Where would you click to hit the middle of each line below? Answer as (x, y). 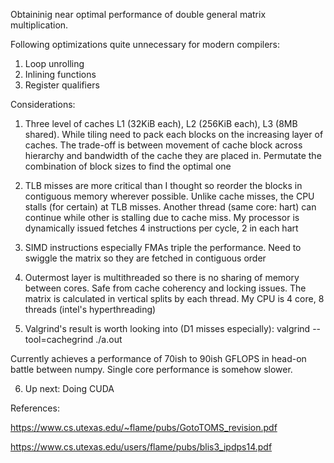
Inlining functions (60, 74)
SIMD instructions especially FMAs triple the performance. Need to (163, 247)
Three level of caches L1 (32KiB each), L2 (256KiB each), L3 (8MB (161, 123)
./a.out (109, 339)
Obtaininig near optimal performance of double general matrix (138, 14)
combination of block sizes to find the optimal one (128, 166)
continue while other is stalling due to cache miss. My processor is (162, 217)
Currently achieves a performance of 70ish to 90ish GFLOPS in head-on (158, 358)
